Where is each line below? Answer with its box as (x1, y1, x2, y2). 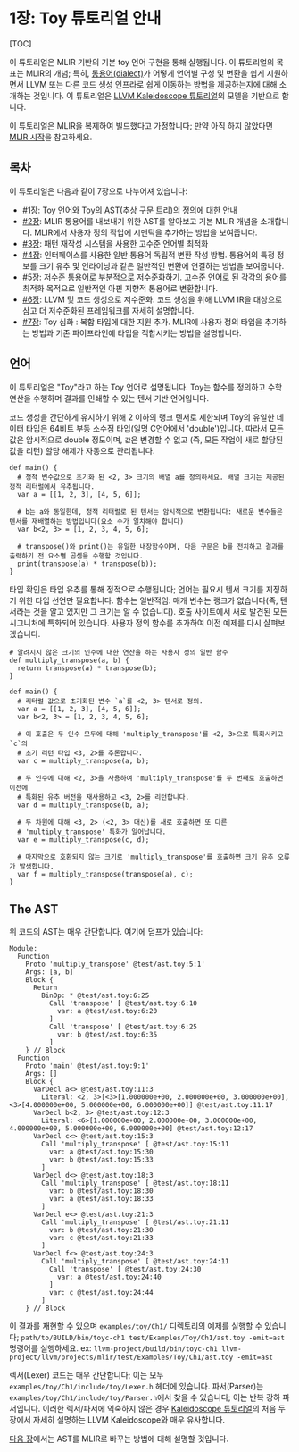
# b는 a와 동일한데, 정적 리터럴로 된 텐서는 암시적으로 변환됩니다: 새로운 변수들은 (17, 507, 283, 516)
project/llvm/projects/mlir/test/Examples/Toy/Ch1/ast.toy (9, 1353, 234, 1363)
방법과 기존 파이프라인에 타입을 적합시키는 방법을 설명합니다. (31, 327, 243, 338)
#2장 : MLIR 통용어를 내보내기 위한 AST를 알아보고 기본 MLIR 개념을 (21, 215, 259, 226)
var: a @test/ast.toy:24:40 (56, 1272, 162, 1282)
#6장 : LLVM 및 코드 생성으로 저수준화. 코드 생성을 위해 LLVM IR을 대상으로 (21, 294, 283, 305)
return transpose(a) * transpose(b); (17, 663, 158, 673)
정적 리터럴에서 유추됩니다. (9, 482, 96, 491)
